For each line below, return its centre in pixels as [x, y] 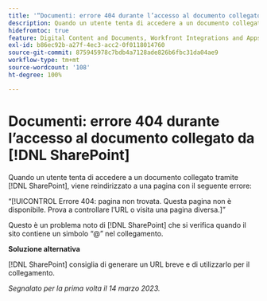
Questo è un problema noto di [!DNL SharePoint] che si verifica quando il [127, 225]
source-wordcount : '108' [49, 68]
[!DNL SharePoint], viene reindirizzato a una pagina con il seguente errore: [130, 186]
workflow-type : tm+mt [44, 61]
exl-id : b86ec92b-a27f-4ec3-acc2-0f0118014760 [87, 45]
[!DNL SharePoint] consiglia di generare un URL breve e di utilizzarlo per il [129, 264]
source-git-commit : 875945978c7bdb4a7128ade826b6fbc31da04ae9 [113, 53]
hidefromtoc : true [39, 30]
